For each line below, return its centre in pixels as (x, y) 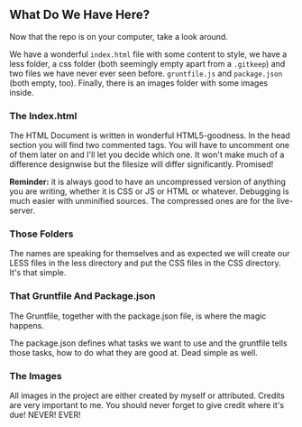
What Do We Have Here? (80, 15)
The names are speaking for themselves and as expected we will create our (150, 254)
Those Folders (41, 234)
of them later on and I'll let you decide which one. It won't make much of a (147, 155)
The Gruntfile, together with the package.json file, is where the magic (138, 316)
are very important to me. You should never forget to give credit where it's (147, 405)
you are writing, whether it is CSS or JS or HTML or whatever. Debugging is (150, 191)
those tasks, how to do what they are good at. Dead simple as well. (134, 352)
